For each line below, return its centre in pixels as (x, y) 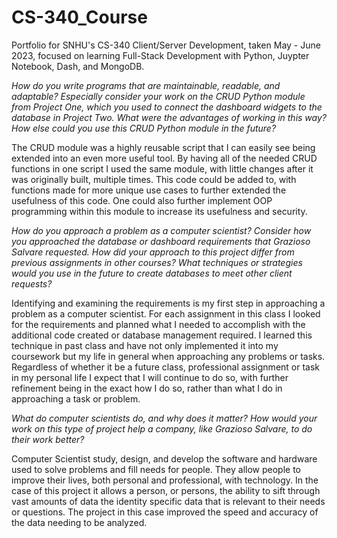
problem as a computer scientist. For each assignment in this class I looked (166, 313)
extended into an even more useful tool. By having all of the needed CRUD (164, 158)
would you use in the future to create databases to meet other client (152, 273)
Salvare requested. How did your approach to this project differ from (153, 252)
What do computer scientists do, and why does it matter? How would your (164, 418)
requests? (32, 283)
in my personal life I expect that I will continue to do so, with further (150, 377)
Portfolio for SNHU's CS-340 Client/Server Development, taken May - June (166, 45)
